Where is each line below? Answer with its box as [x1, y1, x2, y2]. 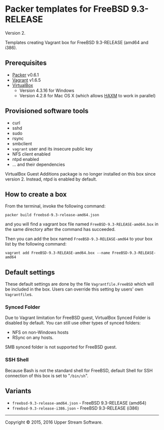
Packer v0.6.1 [12, 72, 39, 78]
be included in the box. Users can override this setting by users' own [5, 286, 143, 292]
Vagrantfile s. [5, 292, 33, 297]
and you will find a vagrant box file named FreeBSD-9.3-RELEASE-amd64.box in [5, 221, 159, 227]
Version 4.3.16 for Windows [19, 87, 75, 93]
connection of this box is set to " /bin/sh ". [5, 373, 89, 379]
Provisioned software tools [5, 107, 89, 115]
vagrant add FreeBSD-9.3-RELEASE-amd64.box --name [5, 250, 110, 255]
